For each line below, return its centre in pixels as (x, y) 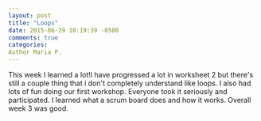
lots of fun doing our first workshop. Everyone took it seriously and (118, 91)
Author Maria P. (35, 52)
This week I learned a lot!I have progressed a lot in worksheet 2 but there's (131, 75)
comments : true (33, 38)
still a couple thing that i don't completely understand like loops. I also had (130, 83)
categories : (28, 45)
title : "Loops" (33, 23)
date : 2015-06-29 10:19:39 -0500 (64, 30)
